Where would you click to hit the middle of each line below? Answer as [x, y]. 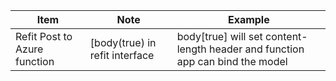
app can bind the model [232, 61]
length [191, 49]
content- [286, 36]
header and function [257, 49]
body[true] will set [219, 36]
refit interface [122, 55]
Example [248, 19]
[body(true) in [123, 42]
